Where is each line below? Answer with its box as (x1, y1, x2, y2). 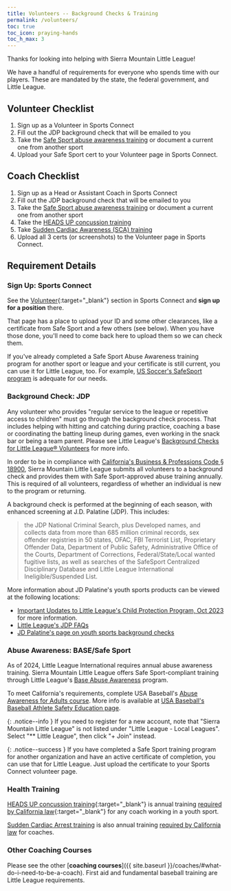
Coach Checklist (7, 170, 80, 182)
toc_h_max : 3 (7, 36, 45, 43)
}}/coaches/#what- (167, 861, 222, 870)
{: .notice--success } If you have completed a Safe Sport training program (7, 745, 217, 754)
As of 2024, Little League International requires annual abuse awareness (7, 661, 213, 669)
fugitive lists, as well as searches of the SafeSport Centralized (23, 557, 200, 566)
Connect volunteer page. (7, 767, 78, 776)
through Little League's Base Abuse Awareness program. (7, 676, 168, 684)
